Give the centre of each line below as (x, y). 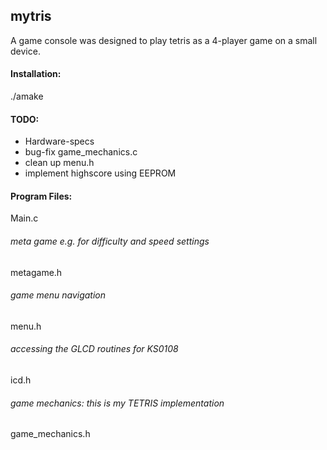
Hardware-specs (59, 141)
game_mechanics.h (50, 434)
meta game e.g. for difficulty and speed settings (110, 241)
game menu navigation (58, 295)
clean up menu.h (59, 163)
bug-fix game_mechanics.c (81, 152)
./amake (27, 96)
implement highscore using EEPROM (100, 173)
